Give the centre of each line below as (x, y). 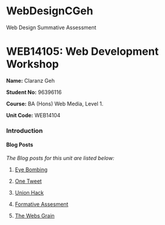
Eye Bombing (31, 170)
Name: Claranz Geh (30, 80)
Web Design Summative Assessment (51, 27)
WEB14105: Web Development (82, 51)
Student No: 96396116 (34, 92)
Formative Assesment (41, 204)
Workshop (32, 64)
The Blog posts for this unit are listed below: (60, 158)
